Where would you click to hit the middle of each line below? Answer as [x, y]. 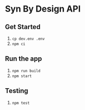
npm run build [26, 71]
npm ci [19, 44]
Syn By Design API [43, 9]
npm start [22, 76]
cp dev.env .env [28, 39]
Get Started [23, 27]
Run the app [23, 59]
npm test [21, 103]
